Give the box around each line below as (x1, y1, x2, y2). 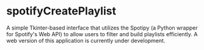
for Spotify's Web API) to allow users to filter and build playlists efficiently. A (6, 30, 198, 37)
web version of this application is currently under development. (6, 37, 166, 44)
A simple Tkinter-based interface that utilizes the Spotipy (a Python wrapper (6, 24, 198, 31)
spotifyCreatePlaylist (6, 4, 117, 18)
